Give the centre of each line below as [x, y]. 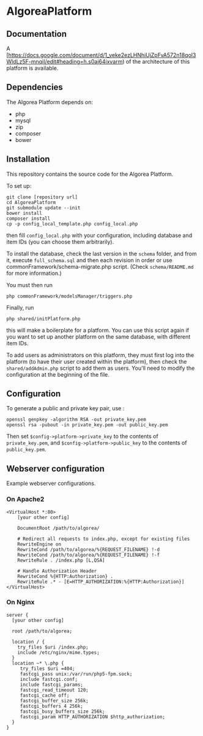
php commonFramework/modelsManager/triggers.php [69, 296]
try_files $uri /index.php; [53, 647]
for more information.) [34, 273]
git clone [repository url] [42, 197]
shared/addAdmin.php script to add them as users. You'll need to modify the [101, 368]
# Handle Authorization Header [57, 571]
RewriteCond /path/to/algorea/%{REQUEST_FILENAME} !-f [89, 555]
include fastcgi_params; [52, 685]
